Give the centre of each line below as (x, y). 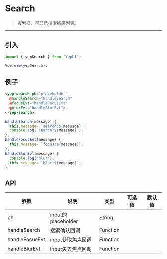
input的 (58, 215)
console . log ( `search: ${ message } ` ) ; (46, 130)
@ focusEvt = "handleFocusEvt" (39, 103)
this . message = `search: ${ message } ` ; (47, 126)
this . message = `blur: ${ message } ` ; (45, 163)
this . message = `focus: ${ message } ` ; (46, 144)
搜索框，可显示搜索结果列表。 (48, 23)
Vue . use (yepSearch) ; (27, 65)
